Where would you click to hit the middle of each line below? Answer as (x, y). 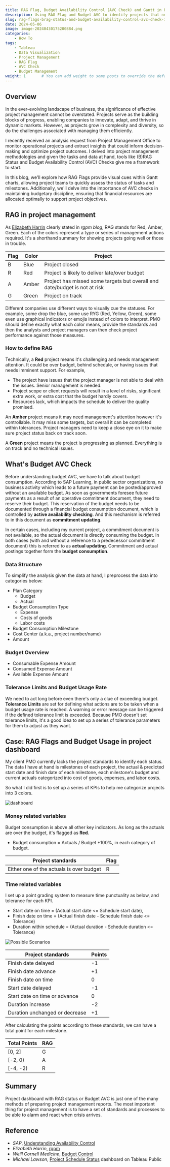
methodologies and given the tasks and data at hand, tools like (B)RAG (79, 157)
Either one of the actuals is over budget (54, 869)
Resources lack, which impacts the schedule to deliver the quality (81, 402)
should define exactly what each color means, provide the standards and (81, 324)
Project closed (61, 264)
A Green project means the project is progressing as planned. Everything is (84, 443)
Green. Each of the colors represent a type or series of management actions (85, 232)
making (13, 151)
